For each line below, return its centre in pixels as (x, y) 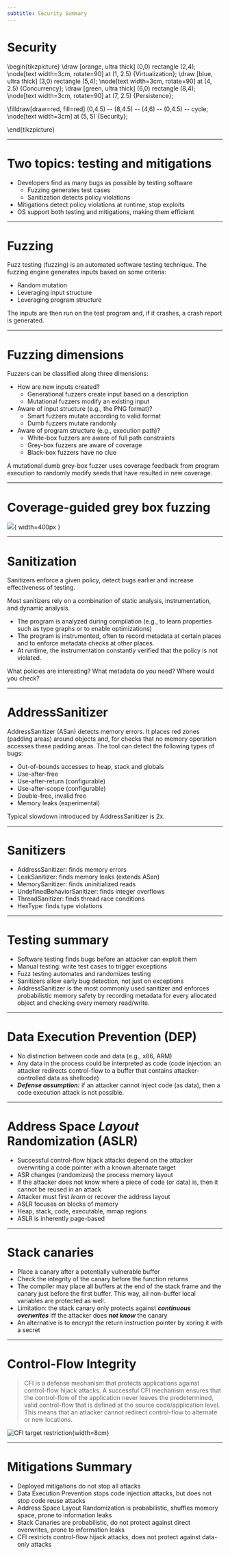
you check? (23, 678)
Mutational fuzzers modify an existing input (88, 401)
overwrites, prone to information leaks (71, 1530)
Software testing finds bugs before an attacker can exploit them (107, 959)
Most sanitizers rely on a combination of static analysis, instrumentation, (109, 601)
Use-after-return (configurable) (61, 781)
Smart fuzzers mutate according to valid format (94, 416)
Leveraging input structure (54, 293)
